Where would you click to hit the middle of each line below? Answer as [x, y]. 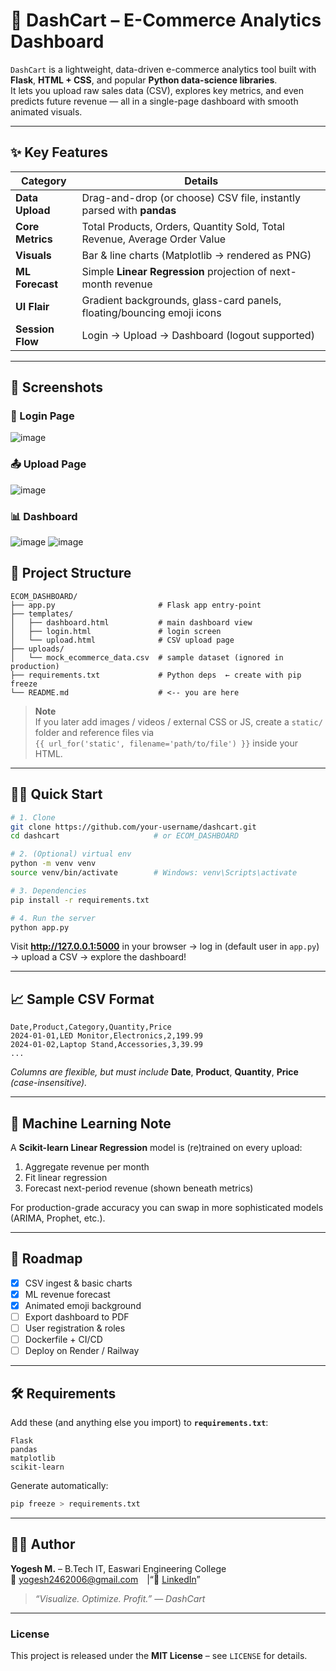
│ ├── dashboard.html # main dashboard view [131, 622]
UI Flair [32, 306]
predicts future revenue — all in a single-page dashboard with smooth [154, 101]
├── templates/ [42, 614]
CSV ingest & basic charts [78, 1283]
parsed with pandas [129, 210]
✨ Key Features [59, 152]
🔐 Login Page [42, 416]
